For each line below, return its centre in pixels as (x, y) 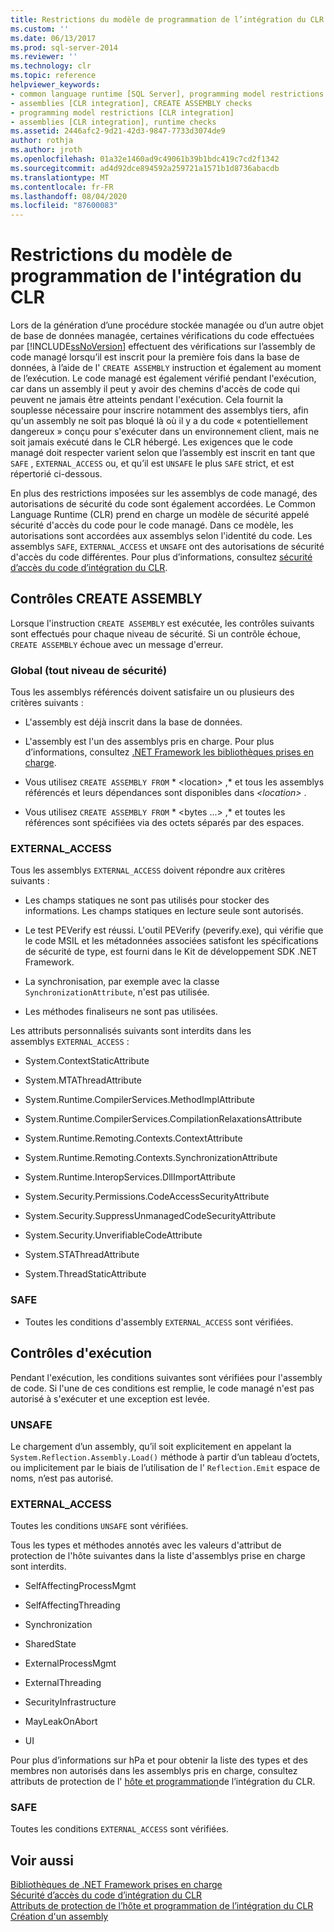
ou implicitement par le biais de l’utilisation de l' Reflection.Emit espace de (165, 1467)
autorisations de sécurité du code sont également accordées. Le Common (163, 504)
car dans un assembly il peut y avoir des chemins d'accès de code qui (155, 389)
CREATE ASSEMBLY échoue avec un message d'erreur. (117, 644)
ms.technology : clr (51, 66)
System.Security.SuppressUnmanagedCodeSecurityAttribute (150, 1216)
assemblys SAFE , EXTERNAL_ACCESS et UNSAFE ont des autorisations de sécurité (167, 547)
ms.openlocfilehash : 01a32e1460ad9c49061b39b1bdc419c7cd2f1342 (145, 159)
